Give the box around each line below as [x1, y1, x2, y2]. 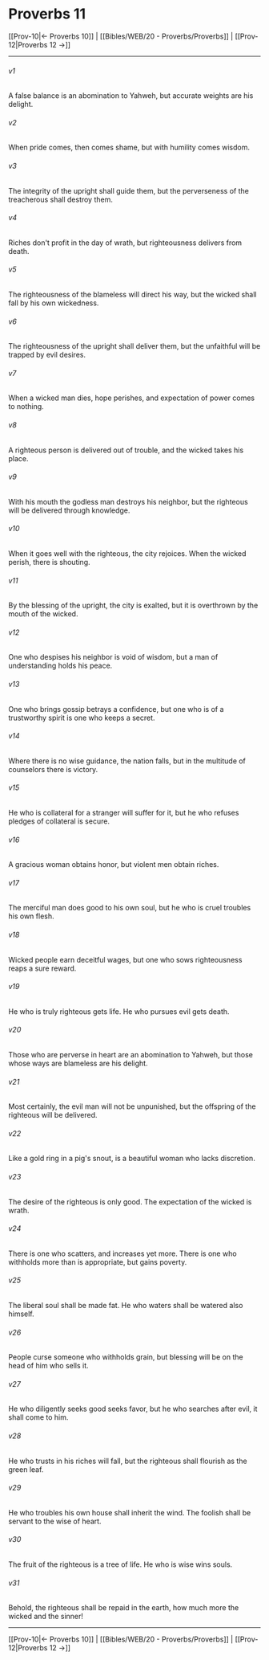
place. [8, 453, 30, 463]
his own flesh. [8, 911, 54, 921]
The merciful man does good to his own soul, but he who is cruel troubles [8, 903, 251, 913]
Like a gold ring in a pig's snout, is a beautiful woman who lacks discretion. [8, 1154, 256, 1163]
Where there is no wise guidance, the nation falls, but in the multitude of [8, 756, 247, 766]
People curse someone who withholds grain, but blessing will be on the [8, 1352, 243, 1362]
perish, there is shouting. [8, 557, 90, 566]
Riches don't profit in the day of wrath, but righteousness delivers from [8, 238, 243, 247]
